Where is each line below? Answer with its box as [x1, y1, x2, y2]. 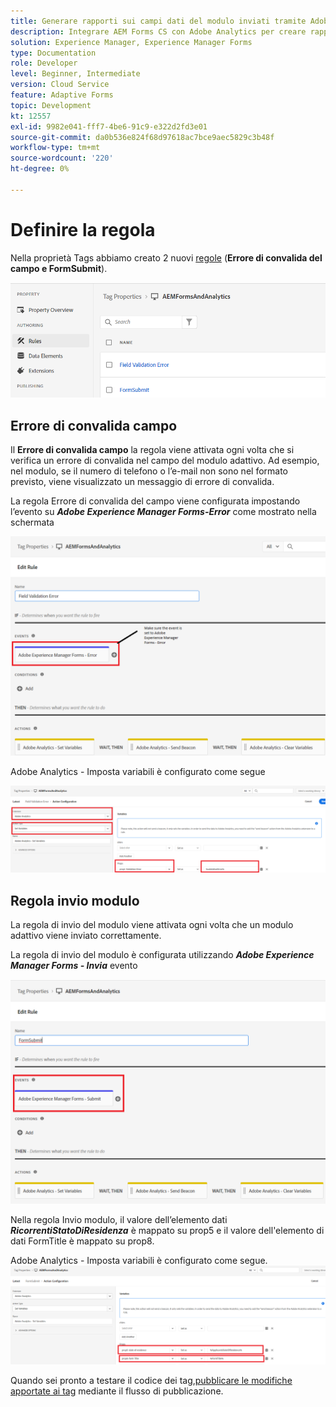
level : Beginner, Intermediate [10, 69, 141, 79]
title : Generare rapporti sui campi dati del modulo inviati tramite [10, 16, 307, 26]
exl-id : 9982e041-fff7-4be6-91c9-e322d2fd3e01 [10, 121, 208, 132]
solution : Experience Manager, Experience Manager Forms [10, 37, 253, 47]
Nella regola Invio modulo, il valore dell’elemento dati [10, 1214, 228, 1226]
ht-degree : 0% [10, 164, 70, 174]
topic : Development [10, 100, 92, 110]
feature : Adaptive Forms [10, 90, 114, 100]
